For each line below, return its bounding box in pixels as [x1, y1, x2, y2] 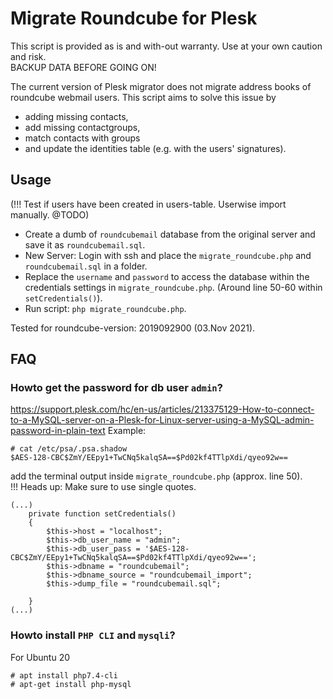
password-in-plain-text [10, 425, 106, 437]
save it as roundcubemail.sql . [24, 238, 146, 251]
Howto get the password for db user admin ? [10, 381, 223, 395]
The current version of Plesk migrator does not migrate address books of [10, 80, 312, 92]
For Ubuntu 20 [10, 651, 71, 663]
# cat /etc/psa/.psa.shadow [10, 444, 128, 454]
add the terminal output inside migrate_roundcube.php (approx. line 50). [10, 470, 303, 482]
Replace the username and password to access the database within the [24, 270, 310, 282]
